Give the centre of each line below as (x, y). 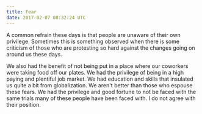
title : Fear (21, 12)
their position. (24, 104)
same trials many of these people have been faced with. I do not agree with (101, 98)
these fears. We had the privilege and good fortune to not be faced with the (101, 92)
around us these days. (34, 54)
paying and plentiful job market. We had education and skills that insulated (100, 79)
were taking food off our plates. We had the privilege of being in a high (95, 72)
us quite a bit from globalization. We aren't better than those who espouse (99, 85)
